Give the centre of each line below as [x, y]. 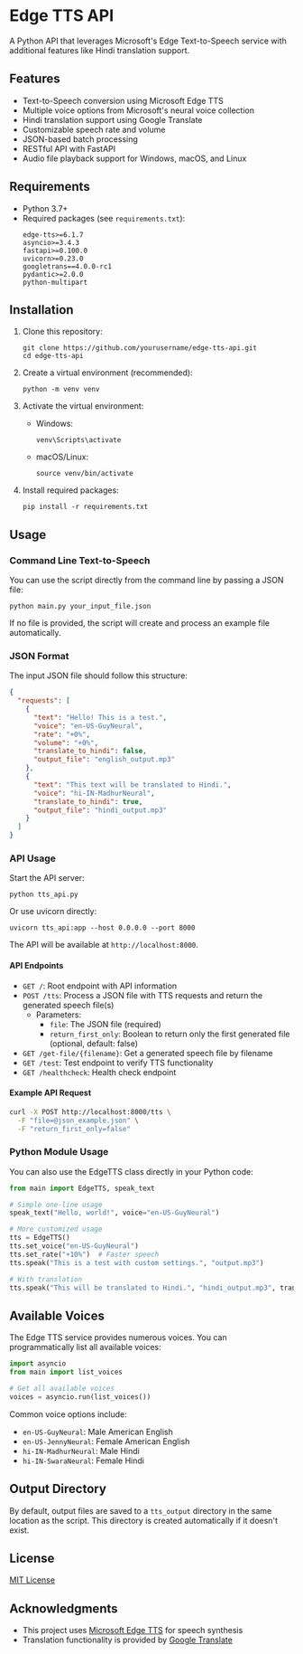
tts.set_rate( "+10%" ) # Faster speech [84, 1254]
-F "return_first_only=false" [74, 1129]
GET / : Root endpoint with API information [100, 986]
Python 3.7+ [45, 208]
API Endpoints [37, 965]
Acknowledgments [64, 1608]
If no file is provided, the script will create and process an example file [140, 623]
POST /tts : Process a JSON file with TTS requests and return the [142, 995]
